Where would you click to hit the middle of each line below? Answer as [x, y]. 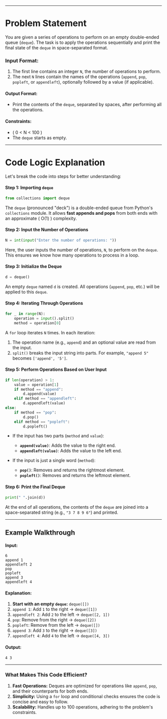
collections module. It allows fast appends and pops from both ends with [81, 213]
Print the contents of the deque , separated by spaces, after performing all [87, 105]
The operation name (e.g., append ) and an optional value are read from [84, 342]
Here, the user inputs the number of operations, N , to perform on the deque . [82, 250]
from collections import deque [38, 198]
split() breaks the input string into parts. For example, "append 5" [81, 353]
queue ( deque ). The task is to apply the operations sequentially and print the [83, 42]
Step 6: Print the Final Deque [35, 487]
